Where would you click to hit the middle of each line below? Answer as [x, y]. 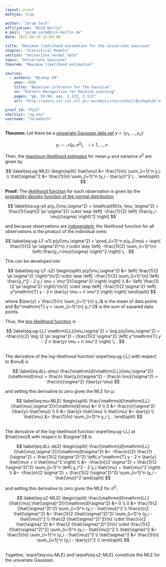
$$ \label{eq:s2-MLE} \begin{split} [52, 498]
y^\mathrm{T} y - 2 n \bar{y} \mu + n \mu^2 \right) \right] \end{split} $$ [83, 292]
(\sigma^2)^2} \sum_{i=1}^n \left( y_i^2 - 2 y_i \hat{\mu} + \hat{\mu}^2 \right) [83, 468]
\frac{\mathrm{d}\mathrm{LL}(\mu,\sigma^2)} [107, 371]
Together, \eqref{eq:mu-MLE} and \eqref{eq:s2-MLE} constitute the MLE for [83, 555]
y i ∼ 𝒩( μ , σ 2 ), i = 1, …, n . [83, 145]
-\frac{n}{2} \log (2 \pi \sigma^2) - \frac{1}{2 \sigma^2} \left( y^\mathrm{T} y [83, 336]
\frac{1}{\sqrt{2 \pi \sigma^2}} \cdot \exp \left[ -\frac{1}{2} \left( [73, 211]
